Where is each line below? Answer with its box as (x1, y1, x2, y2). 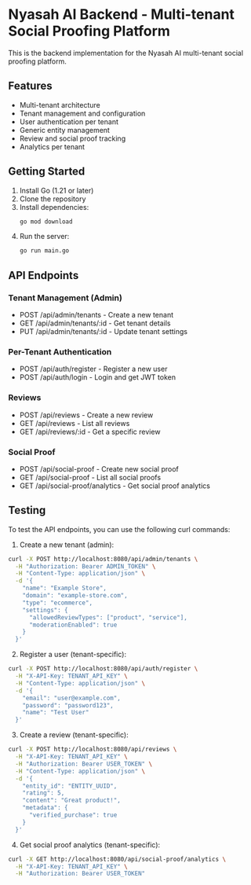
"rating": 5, (22, 789, 65, 797)
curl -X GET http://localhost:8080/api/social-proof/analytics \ (8, 855, 226, 863)
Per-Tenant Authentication (8, 346, 112, 357)
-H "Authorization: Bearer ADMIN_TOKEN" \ (15, 562, 156, 571)
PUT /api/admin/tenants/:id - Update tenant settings (19, 327, 188, 336)
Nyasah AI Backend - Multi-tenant (8, 6, 235, 24)
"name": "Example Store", (22, 584, 107, 593)
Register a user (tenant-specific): (19, 650, 127, 659)
